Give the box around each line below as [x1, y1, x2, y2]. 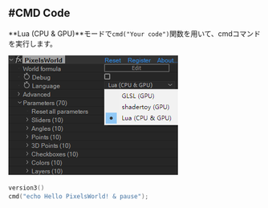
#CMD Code [8, 6, 71, 20]
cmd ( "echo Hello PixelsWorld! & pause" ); [8, 192, 149, 200]
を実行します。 [8, 39, 58, 48]
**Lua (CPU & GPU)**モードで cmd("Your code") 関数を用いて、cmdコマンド [8, 28, 261, 39]
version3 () [8, 184, 45, 192]
